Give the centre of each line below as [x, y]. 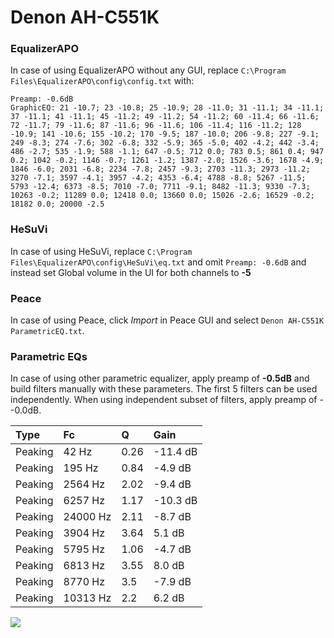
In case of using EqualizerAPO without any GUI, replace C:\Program [148, 70]
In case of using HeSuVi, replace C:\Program [101, 251]
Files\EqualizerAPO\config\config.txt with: [102, 81]
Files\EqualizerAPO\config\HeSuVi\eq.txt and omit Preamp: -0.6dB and [158, 262]
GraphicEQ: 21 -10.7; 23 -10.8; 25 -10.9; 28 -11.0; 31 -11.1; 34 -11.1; [167, 108]
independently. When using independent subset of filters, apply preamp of [164, 400]
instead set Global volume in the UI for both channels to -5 [131, 272]
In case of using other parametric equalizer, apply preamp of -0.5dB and [160, 378]
